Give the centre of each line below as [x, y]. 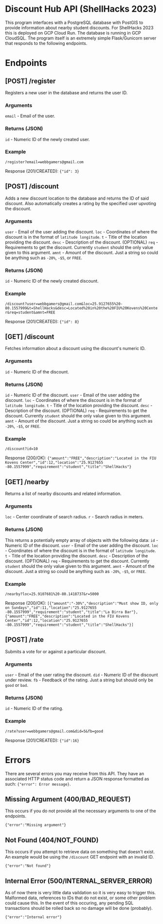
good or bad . [17, 685]
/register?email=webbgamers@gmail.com [44, 162]
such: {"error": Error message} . [38, 784]
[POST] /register [30, 81]
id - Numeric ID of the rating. [34, 708]
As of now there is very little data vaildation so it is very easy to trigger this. [81, 893]
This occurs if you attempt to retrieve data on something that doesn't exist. [80, 852]
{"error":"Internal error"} [34, 917]
